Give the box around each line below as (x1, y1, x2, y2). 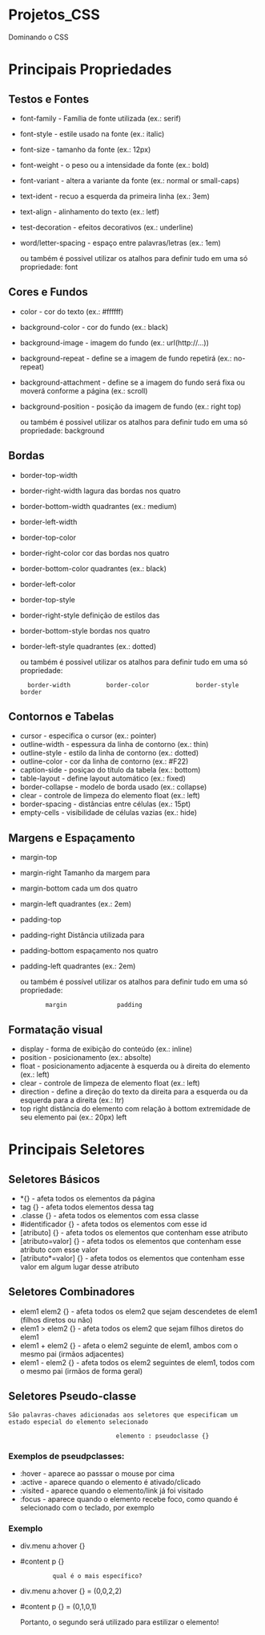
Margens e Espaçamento (8, 831, 135, 845)
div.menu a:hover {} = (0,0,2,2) (19, 1586, 122, 1596)
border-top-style (19, 594, 76, 604)
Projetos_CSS (8, 6, 100, 24)
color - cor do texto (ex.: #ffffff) (19, 307, 124, 316)
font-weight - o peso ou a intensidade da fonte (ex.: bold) (19, 160, 210, 169)
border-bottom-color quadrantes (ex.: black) (19, 564, 167, 573)
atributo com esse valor (19, 1245, 98, 1254)
